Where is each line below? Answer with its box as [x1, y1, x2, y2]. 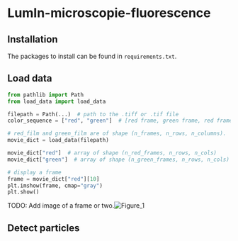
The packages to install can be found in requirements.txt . [7, 52, 177, 60]
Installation [7, 33, 58, 45]
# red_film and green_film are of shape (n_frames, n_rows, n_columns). [7, 130, 227, 138]
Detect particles [7, 222, 80, 234]
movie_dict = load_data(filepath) [7, 137, 110, 144]
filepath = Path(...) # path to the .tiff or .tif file [7, 111, 179, 118]
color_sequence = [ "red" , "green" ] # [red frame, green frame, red [7, 117, 214, 125]
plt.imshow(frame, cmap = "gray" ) [7, 182, 103, 189]
